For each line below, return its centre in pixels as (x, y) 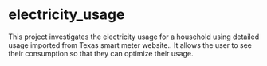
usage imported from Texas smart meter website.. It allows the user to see (130, 45)
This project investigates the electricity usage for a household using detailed (134, 37)
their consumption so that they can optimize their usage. (101, 53)
